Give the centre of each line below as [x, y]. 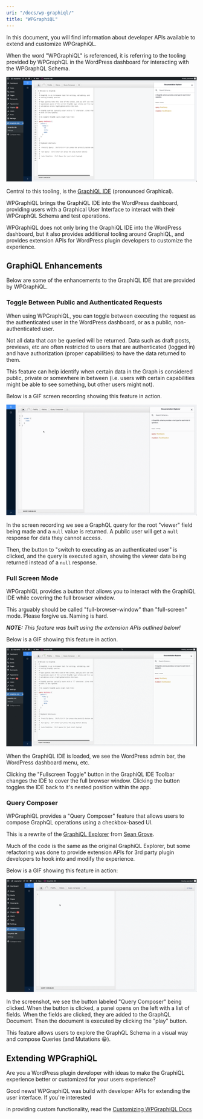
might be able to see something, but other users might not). [80, 384]
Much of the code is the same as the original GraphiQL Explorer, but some [98, 846]
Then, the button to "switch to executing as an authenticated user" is [92, 550]
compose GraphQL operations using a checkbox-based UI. [79, 823]
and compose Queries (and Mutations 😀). [59, 1039]
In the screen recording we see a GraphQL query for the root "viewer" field [99, 525]
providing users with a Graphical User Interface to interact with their [91, 209]
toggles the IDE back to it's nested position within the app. [79, 787]
